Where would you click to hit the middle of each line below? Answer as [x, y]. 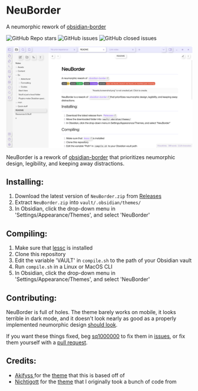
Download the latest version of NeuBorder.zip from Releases [88, 196]
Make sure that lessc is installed [53, 248]
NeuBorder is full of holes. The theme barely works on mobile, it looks [91, 312]
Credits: [21, 361]
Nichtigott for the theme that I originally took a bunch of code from [96, 382]
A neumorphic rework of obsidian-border [56, 27]
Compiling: [27, 233]
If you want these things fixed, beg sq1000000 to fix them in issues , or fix [96, 336]
